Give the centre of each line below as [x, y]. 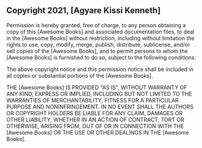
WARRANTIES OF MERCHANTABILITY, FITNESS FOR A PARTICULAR [92, 100]
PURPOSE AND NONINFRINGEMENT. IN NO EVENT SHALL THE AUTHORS [100, 107]
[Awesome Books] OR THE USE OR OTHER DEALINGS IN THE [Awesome [98, 132]
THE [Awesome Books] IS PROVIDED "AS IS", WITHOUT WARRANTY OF [97, 87]
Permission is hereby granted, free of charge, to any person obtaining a [96, 25]
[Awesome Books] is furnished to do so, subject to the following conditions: [101, 57]
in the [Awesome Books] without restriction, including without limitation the [100, 38]
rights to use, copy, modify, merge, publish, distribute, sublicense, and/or [98, 44]
